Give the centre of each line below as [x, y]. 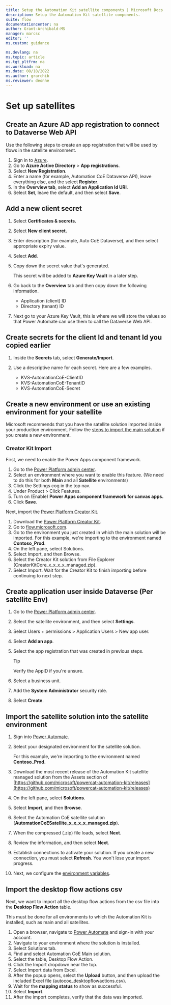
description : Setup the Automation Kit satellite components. [73, 15]
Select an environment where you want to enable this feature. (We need [88, 474]
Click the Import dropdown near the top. [55, 965]
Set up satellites [40, 106]
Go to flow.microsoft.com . [40, 527]
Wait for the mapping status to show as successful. [67, 986]
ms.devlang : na [22, 52]
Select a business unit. [37, 681]
